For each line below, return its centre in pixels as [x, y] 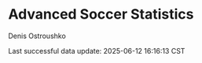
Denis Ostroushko [37, 36]
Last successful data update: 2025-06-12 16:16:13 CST [97, 51]
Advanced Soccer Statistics [101, 14]
